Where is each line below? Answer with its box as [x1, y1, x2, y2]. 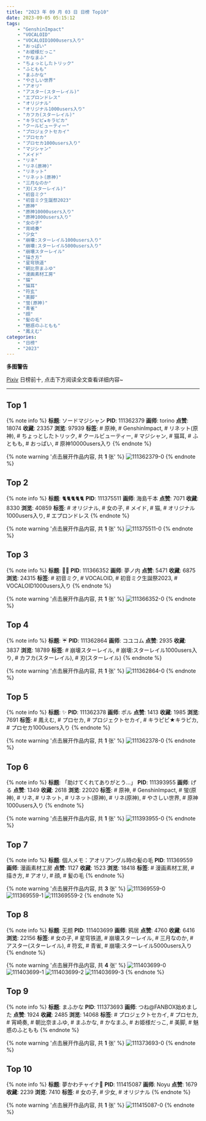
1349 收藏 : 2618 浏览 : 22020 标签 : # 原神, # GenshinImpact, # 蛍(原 [26, 786, 197, 794]
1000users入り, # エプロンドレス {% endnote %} [6, 511, 130, 519]
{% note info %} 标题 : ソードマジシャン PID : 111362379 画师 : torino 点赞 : [6, 417, 189, 424]
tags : [6, 20, 20, 26]
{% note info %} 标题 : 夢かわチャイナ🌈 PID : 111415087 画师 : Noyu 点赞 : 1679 [6, 1081, 197, 1088]
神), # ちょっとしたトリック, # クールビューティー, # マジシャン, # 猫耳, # [6, 432, 192, 440]
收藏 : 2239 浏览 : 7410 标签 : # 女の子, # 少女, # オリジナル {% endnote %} [6, 1088, 191, 1096]
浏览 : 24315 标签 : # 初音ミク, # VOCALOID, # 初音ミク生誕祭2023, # [6, 574, 178, 581]
